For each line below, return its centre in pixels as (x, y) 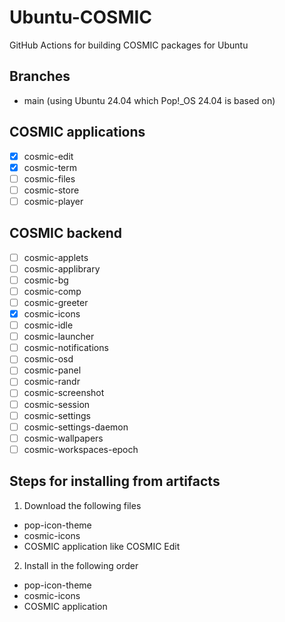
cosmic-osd (48, 359)
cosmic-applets (56, 257)
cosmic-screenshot (64, 393)
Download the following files (82, 505)
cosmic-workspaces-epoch (81, 449)
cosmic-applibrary (62, 268)
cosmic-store (51, 190)
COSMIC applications (77, 132)
